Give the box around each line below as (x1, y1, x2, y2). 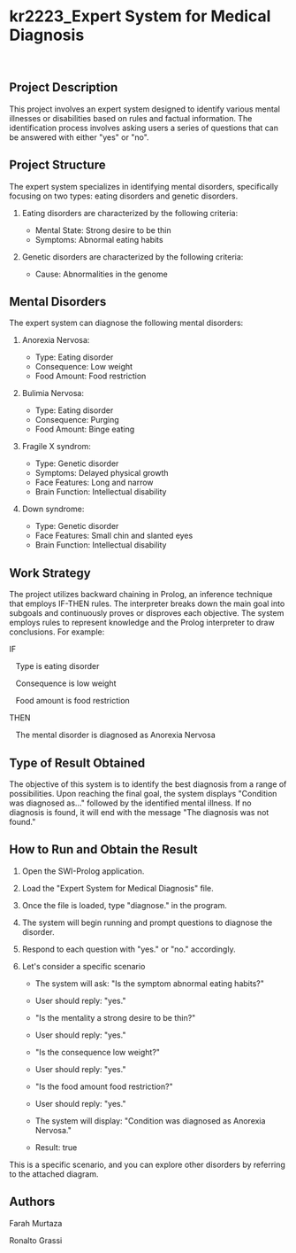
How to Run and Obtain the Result (9, 842, 198, 857)
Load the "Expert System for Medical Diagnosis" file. (21, 883, 214, 893)
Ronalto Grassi (9, 1234, 63, 1246)
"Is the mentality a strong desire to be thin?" (34, 1012, 196, 1023)
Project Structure (9, 158, 106, 173)
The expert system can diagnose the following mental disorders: (9, 317, 244, 329)
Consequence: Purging (34, 415, 119, 425)
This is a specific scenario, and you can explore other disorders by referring (9, 1159, 285, 1170)
